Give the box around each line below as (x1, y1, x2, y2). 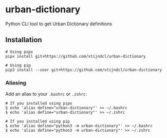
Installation (5, 36, 42, 44)
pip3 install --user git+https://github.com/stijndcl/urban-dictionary (5, 67, 162, 73)
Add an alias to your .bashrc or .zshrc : (5, 91, 87, 97)
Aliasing (5, 79, 27, 86)
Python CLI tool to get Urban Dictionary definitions (5, 21, 112, 27)
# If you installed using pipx (5, 101, 72, 106)
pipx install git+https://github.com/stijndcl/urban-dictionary (5, 54, 146, 59)
